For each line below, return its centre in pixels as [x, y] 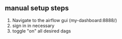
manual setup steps [37, 8]
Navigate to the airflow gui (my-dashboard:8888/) [65, 20]
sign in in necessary [33, 25]
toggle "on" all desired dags [41, 31]
